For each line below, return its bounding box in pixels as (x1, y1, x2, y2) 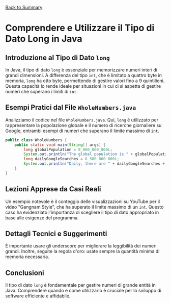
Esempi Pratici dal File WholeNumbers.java (5, 103, 136, 112)
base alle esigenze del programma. (5, 214, 79, 221)
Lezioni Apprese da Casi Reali (5, 185, 101, 193)
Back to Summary (5, 5, 43, 10)
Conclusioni (5, 268, 44, 277)
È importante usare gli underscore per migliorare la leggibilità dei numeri (5, 243, 157, 249)
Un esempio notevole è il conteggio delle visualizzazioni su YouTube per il (5, 198, 160, 205)
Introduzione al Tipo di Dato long (5, 53, 110, 62)
